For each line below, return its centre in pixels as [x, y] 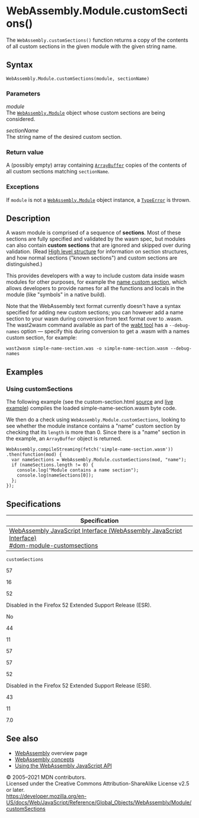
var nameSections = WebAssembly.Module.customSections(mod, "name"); [99, 460]
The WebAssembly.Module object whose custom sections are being [86, 113]
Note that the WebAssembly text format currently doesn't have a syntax [94, 306]
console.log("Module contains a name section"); [78, 470]
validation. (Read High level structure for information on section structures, [97, 252]
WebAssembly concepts [44, 759]
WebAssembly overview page [51, 753]
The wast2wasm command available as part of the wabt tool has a [87, 325]
